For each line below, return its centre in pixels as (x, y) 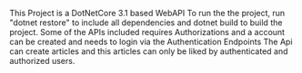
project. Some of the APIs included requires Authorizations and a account (147, 32)
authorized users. (42, 61)
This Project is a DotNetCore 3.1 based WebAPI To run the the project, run (147, 13)
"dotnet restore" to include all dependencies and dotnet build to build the (146, 23)
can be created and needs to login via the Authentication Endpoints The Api (151, 41)
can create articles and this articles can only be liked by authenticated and (149, 51)
